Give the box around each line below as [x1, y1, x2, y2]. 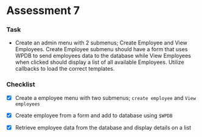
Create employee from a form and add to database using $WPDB [15, 111, 173, 119]
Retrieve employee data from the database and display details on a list [15, 124, 192, 131]
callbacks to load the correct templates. [15, 65, 115, 72]
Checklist [6, 80, 35, 89]
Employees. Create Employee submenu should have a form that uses [15, 46, 188, 53]
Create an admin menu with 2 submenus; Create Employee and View [15, 39, 187, 46]
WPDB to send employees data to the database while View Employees [15, 52, 192, 60]
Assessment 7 [6, 4, 80, 18]
